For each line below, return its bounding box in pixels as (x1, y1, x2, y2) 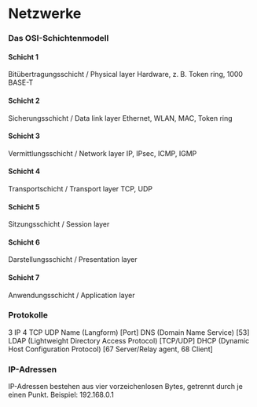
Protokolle (8, 310, 49, 321)
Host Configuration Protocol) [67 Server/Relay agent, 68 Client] (8, 344, 214, 354)
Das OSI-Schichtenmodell (8, 33, 109, 44)
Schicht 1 (8, 52, 39, 61)
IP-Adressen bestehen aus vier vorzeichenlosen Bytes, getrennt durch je (8, 382, 244, 391)
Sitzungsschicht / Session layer (8, 220, 110, 229)
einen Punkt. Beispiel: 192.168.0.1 (8, 390, 114, 400)
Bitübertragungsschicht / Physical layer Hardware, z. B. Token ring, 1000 (8, 70, 244, 79)
